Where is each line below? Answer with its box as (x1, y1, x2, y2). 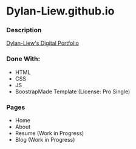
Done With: (6, 55, 41, 63)
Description (6, 26, 42, 35)
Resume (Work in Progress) (15, 130, 84, 137)
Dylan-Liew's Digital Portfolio (6, 39, 79, 47)
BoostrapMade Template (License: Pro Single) (15, 88, 131, 95)
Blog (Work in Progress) (15, 136, 75, 144)
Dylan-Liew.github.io (6, 4, 115, 18)
